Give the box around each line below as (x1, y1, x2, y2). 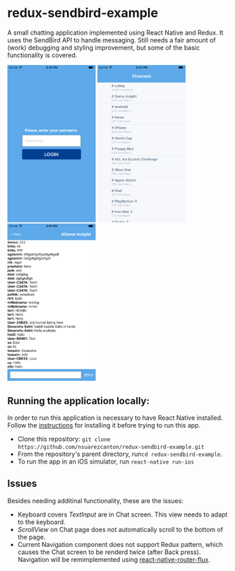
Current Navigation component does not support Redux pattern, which (17, 540, 224, 548)
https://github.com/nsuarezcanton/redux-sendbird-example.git (17, 444, 205, 451)
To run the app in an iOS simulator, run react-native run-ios (17, 457, 195, 466)
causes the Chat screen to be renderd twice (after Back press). (17, 548, 201, 556)
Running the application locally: (7, 394, 150, 407)
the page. (17, 532, 46, 541)
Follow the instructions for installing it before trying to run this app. (7, 421, 201, 430)
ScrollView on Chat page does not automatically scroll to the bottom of (17, 525, 224, 534)
